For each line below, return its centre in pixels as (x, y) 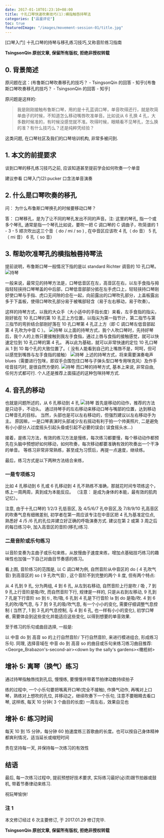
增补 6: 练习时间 (29, 719)
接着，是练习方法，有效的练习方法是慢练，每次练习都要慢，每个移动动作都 (80, 438)
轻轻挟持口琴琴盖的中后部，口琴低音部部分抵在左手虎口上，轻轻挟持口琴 (82, 289)
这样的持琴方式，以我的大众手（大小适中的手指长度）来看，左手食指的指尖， (82, 312)
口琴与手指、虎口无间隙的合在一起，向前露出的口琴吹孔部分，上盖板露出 (86, 295)
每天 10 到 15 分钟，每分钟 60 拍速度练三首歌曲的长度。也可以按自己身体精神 (82, 732)
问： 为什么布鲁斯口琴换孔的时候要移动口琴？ (51, 208)
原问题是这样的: (21, 99)
